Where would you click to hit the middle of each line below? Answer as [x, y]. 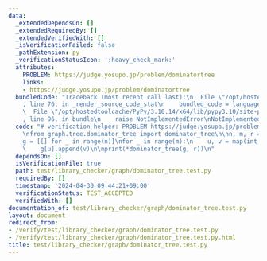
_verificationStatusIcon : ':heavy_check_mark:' [96, 60]
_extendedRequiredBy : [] [56, 30]
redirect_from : [33, 223]
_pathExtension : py [48, 53]
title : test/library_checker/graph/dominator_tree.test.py [108, 245]
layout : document [37, 216]
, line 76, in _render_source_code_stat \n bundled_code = [126, 104]
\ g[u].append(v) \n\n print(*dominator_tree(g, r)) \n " [119, 149]
